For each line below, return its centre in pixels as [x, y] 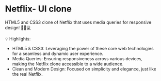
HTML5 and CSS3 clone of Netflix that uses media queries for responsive [78, 22]
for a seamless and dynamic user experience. [57, 54]
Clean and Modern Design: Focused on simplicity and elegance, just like [84, 69]
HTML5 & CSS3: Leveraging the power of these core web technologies [83, 48]
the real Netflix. [27, 74]
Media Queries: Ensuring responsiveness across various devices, [77, 58]
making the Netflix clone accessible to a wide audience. [68, 64]
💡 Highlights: [18, 39]
